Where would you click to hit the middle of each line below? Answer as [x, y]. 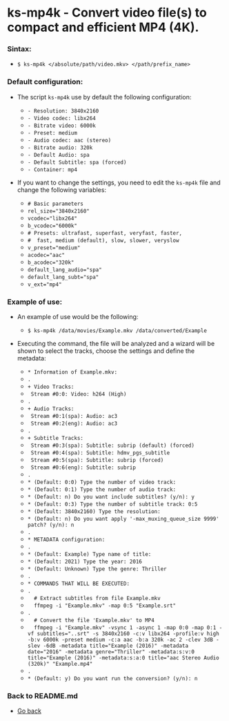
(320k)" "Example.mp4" [60, 664]
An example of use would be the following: [78, 317]
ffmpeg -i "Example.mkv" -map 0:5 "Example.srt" [105, 606]
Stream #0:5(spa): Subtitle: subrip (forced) [97, 461]
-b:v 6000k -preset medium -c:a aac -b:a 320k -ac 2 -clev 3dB [120, 640]
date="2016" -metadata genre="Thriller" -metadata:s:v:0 [111, 652]
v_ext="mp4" [44, 285]
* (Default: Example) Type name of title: [89, 555]
